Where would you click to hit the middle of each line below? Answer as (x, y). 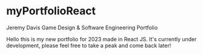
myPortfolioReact (51, 11)
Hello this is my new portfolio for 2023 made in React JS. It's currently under (101, 39)
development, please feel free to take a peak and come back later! (89, 45)
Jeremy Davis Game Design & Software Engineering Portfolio (82, 27)
